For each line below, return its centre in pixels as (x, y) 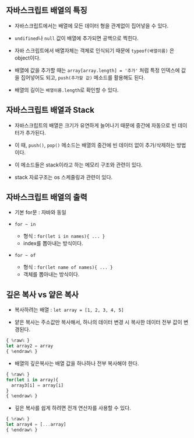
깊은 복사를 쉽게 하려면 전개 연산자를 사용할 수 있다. (73, 408)
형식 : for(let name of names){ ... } (68, 267)
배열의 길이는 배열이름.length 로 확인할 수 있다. (66, 90)
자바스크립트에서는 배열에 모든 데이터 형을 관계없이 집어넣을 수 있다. (91, 26)
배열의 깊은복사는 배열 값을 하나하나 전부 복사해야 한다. (77, 363)
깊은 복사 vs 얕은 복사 (42, 295)
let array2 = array (30, 346)
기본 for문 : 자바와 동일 (40, 213)
